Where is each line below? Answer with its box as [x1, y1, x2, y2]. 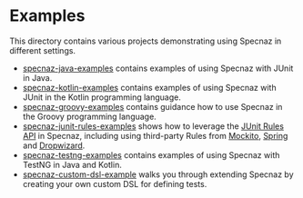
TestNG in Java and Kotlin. [22, 159, 123, 170]
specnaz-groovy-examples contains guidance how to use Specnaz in [22, 101, 283, 112]
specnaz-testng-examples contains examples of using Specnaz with [22, 149, 280, 160]
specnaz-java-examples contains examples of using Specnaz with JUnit [22, 63, 294, 74]
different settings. [9, 45, 76, 55]
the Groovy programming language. [22, 111, 157, 122]
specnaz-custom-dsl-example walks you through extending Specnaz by [22, 169, 294, 180]
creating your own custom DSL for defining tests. [22, 178, 207, 189]
